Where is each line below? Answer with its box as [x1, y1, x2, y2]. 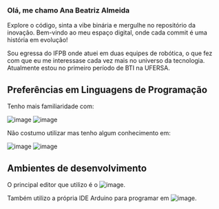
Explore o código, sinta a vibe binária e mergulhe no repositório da [7, 21, 196, 30]
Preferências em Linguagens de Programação [7, 83, 208, 95]
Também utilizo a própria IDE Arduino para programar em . [7, 194, 198, 202]
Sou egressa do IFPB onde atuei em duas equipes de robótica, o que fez [7, 49, 213, 57]
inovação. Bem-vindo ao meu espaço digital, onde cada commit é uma [7, 28, 208, 37]
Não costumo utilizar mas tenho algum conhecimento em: [7, 129, 171, 137]
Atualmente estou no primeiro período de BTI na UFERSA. [7, 64, 170, 72]
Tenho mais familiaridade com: [7, 102, 94, 110]
